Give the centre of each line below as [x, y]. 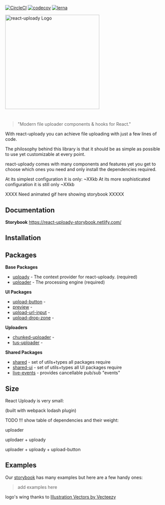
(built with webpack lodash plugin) [41, 410]
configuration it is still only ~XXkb [40, 185]
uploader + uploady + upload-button [43, 450]
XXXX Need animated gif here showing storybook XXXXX [65, 194]
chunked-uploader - [33, 338]
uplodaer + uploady [26, 440]
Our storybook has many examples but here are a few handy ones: [74, 477]
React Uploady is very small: [35, 401]
